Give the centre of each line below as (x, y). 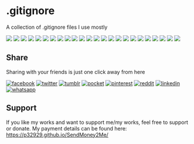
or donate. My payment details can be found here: (67, 128)
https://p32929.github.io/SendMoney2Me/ (57, 135)
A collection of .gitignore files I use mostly (57, 27)
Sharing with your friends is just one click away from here (76, 72)
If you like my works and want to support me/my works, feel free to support (97, 122)
